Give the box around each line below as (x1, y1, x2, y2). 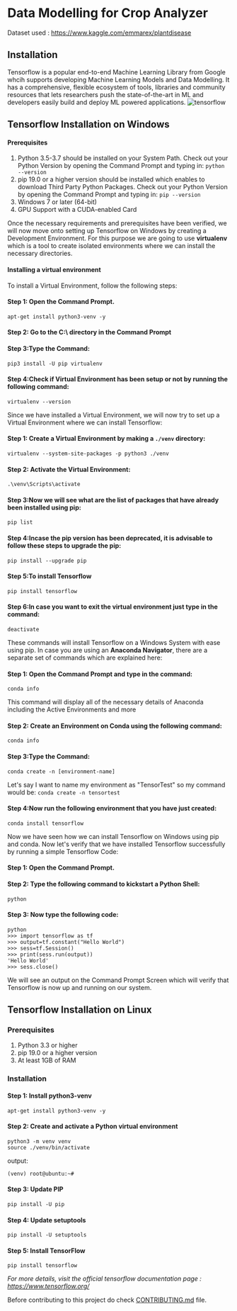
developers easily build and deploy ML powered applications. (7, 98, 186, 106)
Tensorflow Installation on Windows (7, 118, 170, 130)
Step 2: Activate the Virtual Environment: (7, 465, 131, 473)
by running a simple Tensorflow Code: (7, 847, 119, 855)
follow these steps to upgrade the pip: (7, 541, 122, 550)
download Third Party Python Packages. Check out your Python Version (17, 183, 228, 191)
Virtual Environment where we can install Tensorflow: (7, 418, 163, 427)
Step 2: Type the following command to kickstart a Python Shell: (7, 879, 200, 888)
